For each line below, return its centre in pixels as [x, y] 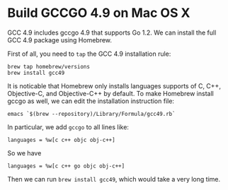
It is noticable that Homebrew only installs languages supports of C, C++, [114, 85]
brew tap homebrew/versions [49, 66]
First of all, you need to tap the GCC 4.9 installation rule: [89, 54]
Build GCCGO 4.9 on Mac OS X [99, 13]
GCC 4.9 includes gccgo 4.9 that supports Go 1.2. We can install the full [112, 32]
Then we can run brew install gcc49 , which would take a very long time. [114, 179]
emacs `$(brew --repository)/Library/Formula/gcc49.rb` [91, 114]
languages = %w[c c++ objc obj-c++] [61, 140]
